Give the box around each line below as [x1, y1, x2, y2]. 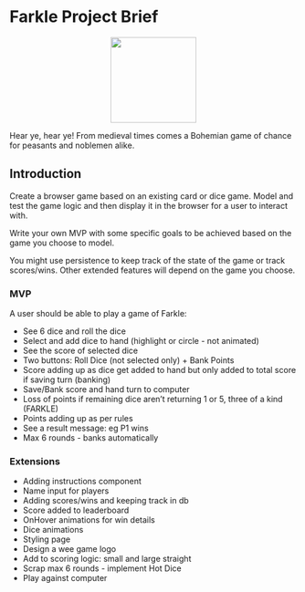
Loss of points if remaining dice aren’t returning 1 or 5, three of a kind [22, 394, 283, 405]
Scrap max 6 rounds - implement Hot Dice [22, 563, 182, 574]
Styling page [22, 534, 71, 545]
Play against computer [22, 573, 108, 584]
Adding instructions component [22, 476, 142, 487]
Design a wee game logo [22, 544, 117, 555]
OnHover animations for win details [22, 514, 155, 525]
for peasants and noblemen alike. [9, 140, 135, 151]
